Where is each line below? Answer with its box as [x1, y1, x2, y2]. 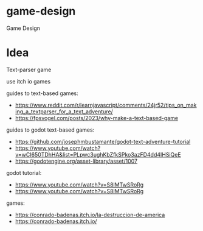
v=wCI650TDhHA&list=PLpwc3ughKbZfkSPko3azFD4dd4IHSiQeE [15, 151, 181, 158]
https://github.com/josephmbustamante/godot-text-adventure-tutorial [15, 138, 191, 145]
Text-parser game [6, 66, 52, 73]
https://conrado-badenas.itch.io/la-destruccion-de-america [15, 211, 165, 218]
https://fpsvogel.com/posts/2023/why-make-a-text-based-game [15, 114, 178, 121]
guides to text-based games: [6, 90, 78, 97]
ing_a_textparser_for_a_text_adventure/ [15, 108, 114, 115]
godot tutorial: [6, 169, 42, 176]
